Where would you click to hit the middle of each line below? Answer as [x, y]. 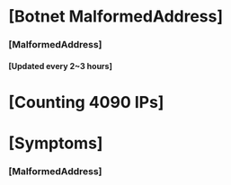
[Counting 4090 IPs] [86, 102]
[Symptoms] [56, 143]
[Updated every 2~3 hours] [61, 66]
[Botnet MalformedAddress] [116, 17]
